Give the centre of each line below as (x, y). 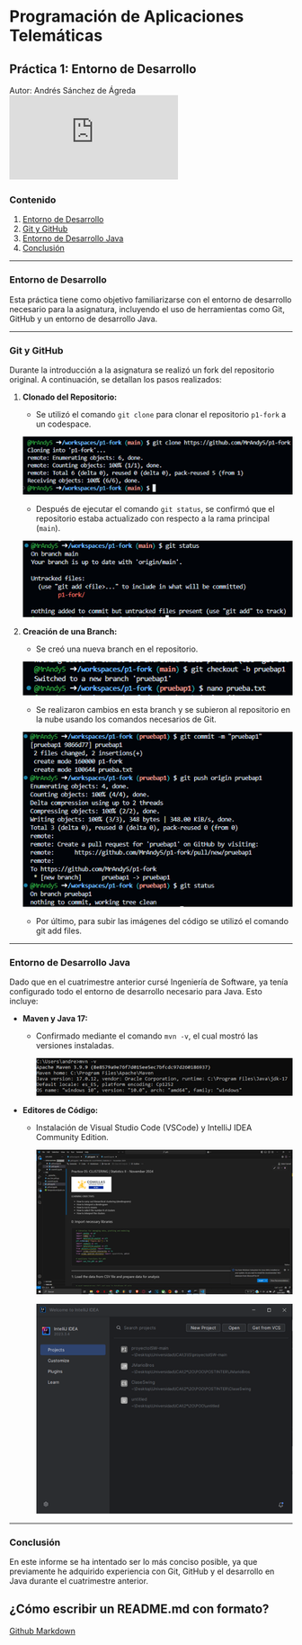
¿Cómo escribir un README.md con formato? (139, 1609)
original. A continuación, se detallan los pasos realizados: (115, 379)
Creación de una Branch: (70, 632)
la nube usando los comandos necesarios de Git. (126, 719)
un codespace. (63, 424)
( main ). (48, 528)
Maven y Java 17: (55, 1019)
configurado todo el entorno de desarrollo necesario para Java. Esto (136, 992)
